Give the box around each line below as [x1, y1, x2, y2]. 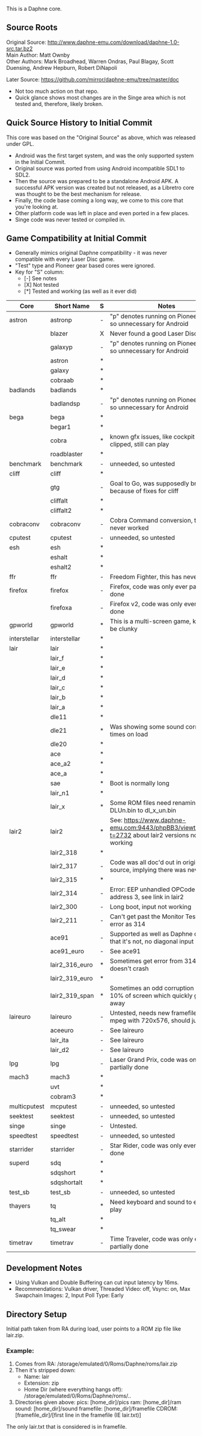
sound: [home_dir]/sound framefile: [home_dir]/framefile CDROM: [14, 1405, 178, 1412]
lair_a [50, 703, 66, 712]
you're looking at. [14, 203, 58, 210]
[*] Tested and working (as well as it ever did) [23, 287, 137, 295]
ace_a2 [50, 759, 71, 768]
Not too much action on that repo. [14, 87, 99, 95]
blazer [50, 330, 68, 338]
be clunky [109, 625, 138, 633]
